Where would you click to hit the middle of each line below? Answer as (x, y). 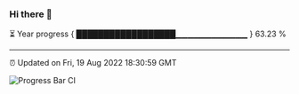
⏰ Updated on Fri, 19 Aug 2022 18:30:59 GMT (93, 63)
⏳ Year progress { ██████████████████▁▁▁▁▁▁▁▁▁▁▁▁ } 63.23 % (148, 34)
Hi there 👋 (31, 14)
